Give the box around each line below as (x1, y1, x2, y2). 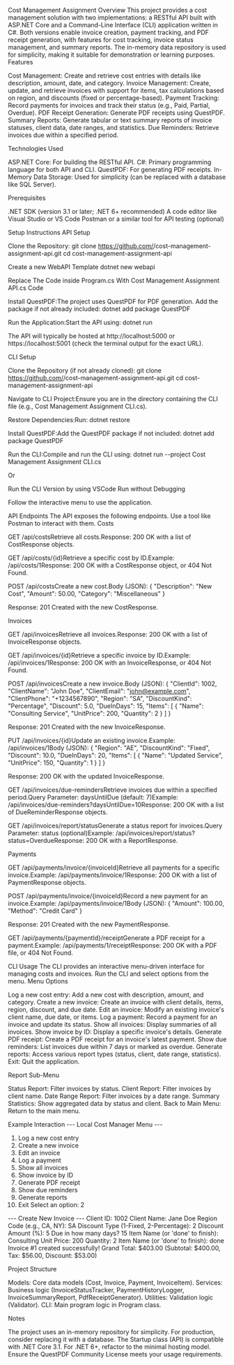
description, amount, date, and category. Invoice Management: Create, (8, 79, 211, 87)
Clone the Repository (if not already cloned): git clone (8, 366, 162, 375)
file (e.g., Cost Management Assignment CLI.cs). (8, 402, 148, 410)
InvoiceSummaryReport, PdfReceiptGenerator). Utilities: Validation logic (8, 1293, 214, 1301)
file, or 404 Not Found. (8, 948, 74, 957)
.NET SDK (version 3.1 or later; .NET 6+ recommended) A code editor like (8, 208, 217, 215)
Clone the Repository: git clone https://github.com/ (8, 242, 154, 250)
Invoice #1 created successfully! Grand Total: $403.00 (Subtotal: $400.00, (8, 1244, 221, 1252)
